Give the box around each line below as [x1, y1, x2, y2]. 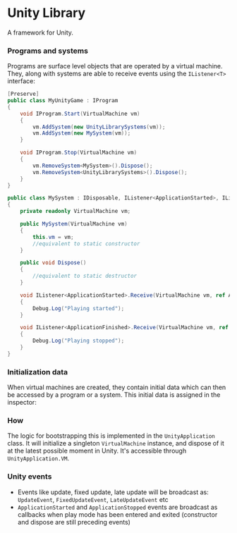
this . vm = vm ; [32, 233, 74, 240]
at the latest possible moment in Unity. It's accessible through [7, 446, 187, 455]
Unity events [7, 472, 52, 482]
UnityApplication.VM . [7, 454, 70, 462]
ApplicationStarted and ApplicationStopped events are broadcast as [17, 503, 218, 511]
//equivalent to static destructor [32, 273, 138, 280]
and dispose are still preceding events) [17, 517, 130, 526]
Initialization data [7, 367, 68, 376]
